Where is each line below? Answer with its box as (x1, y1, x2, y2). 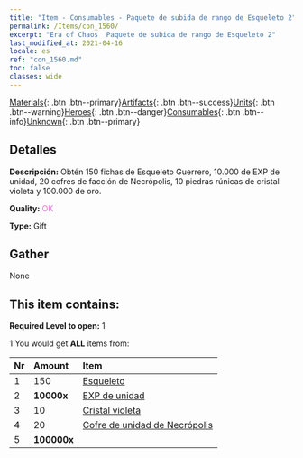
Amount (32, 360, 69, 372)
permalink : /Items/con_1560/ (9, 22, 119, 31)
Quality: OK (9, 202, 54, 213)
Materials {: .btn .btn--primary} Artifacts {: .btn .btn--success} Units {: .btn (9, 97, 275, 107)
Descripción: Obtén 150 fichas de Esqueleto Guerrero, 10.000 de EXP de (9, 166, 280, 177)
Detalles (9, 142, 57, 158)
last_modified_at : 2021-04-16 (9, 38, 124, 48)
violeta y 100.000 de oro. (9, 185, 102, 196)
